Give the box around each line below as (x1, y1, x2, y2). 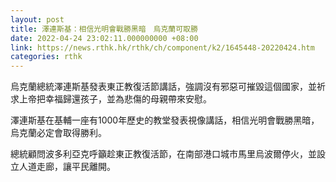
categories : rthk (10, 52, 83, 62)
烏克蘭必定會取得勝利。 (10, 127, 107, 139)
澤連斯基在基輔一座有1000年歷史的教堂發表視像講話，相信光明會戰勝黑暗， (10, 114, 320, 126)
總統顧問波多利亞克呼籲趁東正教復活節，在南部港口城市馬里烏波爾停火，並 (10, 148, 317, 160)
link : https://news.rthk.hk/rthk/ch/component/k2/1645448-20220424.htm (10, 42, 315, 53)
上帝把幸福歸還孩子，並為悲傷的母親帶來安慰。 (18, 93, 212, 105)
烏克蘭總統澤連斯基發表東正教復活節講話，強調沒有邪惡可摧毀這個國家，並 (10, 81, 317, 93)
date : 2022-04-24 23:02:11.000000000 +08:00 (10, 33, 199, 43)
